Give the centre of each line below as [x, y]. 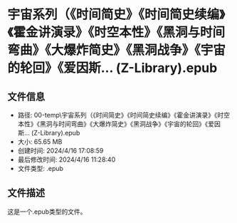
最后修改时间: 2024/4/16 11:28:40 [67, 160]
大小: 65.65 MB [40, 142]
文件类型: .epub [41, 168]
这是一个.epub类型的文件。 [47, 212]
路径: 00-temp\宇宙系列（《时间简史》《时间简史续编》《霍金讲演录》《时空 [123, 115]
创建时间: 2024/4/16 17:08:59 [60, 151]
